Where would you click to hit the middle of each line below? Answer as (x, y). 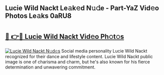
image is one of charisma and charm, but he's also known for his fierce (78, 62)
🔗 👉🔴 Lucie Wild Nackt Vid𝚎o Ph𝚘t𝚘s (65, 37)
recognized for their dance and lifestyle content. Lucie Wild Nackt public (79, 56)
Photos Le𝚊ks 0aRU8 (38, 16)
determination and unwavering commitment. (50, 67)
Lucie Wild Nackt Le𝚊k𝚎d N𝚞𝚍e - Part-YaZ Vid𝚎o (82, 8)
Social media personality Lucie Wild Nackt (104, 51)
